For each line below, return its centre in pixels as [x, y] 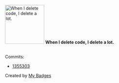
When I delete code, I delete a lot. [80, 42]
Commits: [15, 57]
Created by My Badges [28, 75]
